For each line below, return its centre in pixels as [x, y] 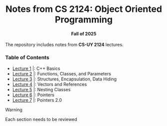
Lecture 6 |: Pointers [33, 95]
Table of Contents [27, 58]
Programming [84, 20]
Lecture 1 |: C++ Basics [36, 68]
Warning [14, 110]
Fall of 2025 [84, 34]
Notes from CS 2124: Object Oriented [84, 9]
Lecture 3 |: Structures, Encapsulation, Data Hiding [65, 79]
